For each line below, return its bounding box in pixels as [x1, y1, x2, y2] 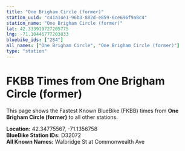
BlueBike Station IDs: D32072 [6, 131, 82, 139]
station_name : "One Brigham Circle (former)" [6, 20, 123, 26]
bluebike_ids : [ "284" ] [6, 37, 63, 43]
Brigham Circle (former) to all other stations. [6, 113, 118, 121]
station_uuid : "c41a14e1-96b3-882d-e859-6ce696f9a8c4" [6, 14, 148, 21]
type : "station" [6, 48, 47, 54]
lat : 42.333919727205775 [6, 25, 69, 32]
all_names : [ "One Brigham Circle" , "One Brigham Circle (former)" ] [6, 43, 180, 49]
